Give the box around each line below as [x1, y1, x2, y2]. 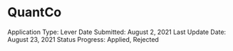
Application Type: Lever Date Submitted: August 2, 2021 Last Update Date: [7, 28, 227, 36]
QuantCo [7, 4, 62, 21]
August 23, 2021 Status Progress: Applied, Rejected [7, 35, 159, 43]
